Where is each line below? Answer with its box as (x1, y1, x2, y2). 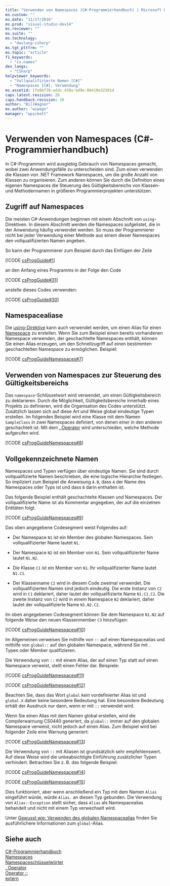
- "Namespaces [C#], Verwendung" (10, 83, 80, 88)
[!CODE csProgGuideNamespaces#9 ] (5, 515, 83, 521)
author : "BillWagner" (5, 102, 51, 107)
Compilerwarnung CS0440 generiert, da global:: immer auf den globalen (5, 718, 159, 724)
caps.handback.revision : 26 (5, 97, 65, 102)
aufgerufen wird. (5, 430, 40, 436)
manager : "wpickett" (5, 111, 49, 117)
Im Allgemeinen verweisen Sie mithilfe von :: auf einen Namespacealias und (5, 637, 165, 643)
